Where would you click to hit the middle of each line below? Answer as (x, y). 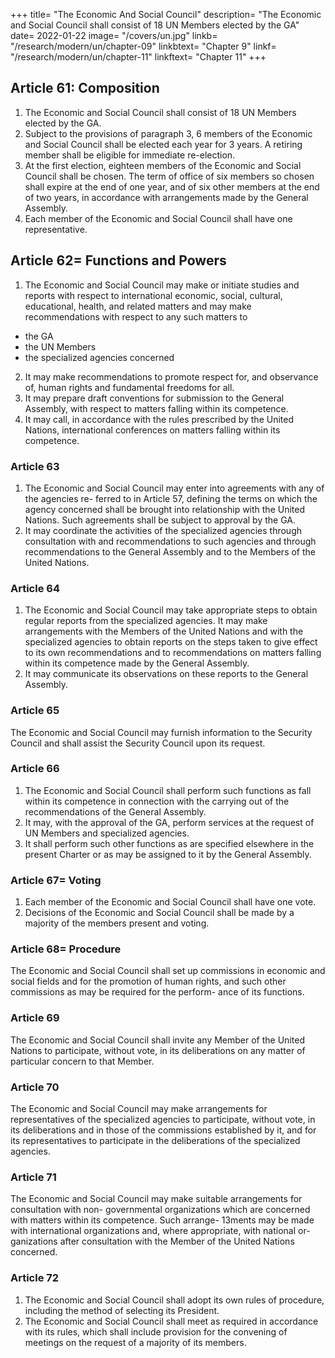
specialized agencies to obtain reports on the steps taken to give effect (171, 642)
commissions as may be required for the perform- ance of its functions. (157, 992)
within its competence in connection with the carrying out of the (157, 801)
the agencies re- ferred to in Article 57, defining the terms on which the (171, 498)
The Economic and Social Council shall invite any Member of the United (157, 1040)
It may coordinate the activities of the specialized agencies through (163, 530)
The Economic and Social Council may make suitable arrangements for (156, 1199)
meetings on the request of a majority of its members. (135, 1342)
